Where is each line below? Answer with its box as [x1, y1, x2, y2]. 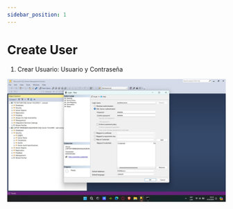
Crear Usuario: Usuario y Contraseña [17, 65, 123, 73]
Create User [7, 42, 78, 58]
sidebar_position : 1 [7, 11, 67, 18]
